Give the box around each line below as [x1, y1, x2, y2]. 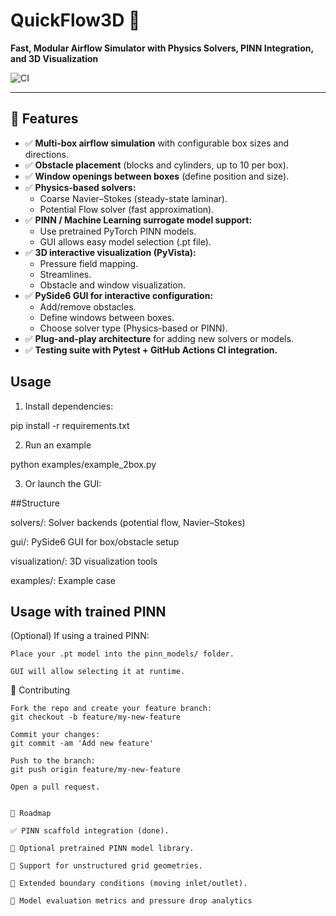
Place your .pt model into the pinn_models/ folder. [10, 649, 235, 659]
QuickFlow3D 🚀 [10, 9, 141, 32]
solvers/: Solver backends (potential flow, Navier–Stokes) [10, 516, 246, 528]
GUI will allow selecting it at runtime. [10, 667, 186, 677]
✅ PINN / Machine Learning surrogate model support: [24, 214, 253, 226]
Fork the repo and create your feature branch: [10, 704, 213, 714]
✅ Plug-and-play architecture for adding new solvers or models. [24, 332, 294, 344]
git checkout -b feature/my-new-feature [10, 712, 182, 723]
